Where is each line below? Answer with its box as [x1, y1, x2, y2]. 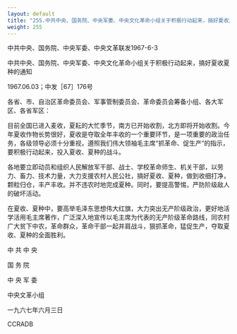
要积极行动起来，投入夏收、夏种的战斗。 [7, 148, 125, 156]
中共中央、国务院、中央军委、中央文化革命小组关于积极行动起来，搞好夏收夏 [7, 59, 230, 67]
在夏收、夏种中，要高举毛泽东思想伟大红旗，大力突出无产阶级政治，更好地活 [7, 204, 230, 213]
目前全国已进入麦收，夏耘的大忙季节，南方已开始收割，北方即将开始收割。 [7, 121, 224, 130]
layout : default [7, 10, 55, 18]
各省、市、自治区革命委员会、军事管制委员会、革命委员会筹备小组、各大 [7, 97, 217, 106]
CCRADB [7, 320, 34, 328]
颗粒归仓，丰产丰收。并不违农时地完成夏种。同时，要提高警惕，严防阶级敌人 [7, 181, 230, 189]
